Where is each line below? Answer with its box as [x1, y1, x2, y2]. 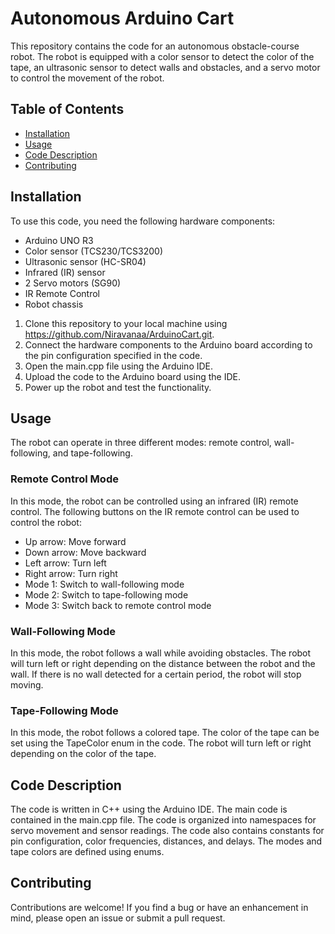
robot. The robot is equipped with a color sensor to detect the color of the [10, 50, 315, 62]
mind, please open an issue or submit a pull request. [10, 912, 226, 924]
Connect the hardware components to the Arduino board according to [24, 338, 313, 351]
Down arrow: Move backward [24, 546, 147, 558]
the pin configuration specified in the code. [24, 349, 203, 361]
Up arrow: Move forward [24, 535, 127, 547]
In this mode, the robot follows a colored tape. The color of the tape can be [10, 727, 320, 739]
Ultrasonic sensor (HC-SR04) [24, 255, 147, 267]
